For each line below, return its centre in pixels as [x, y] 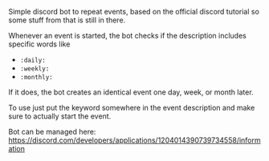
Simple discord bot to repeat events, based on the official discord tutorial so [134, 12]
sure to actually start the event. [60, 116]
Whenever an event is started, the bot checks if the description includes [127, 36]
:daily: [33, 60]
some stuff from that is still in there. [67, 20]
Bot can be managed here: [52, 132]
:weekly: [35, 69]
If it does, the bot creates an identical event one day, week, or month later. [131, 92]
